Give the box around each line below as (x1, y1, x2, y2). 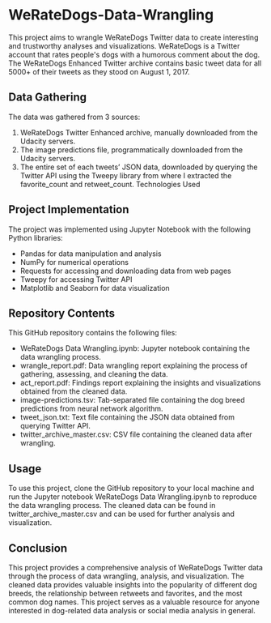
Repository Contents (8, 306, 116, 320)
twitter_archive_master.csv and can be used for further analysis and (8, 509, 235, 519)
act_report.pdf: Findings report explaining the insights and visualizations (19, 378, 261, 388)
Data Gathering (8, 91, 87, 105)
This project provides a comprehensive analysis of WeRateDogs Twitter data (8, 563, 263, 572)
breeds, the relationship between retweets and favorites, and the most (8, 589, 243, 598)
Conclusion (8, 541, 68, 555)
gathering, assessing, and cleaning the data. (19, 369, 168, 379)
